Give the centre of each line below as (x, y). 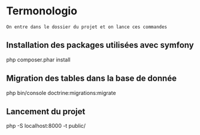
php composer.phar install (38, 59)
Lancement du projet (46, 111)
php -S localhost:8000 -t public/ (46, 126)
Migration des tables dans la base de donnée (91, 79)
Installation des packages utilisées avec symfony (100, 45)
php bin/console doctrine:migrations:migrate (61, 93)
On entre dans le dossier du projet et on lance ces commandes (87, 27)
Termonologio (42, 11)
